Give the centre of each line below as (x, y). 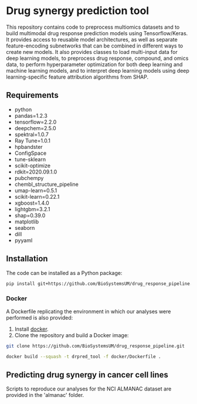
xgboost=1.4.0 (32, 203)
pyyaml (23, 240)
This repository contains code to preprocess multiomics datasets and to (93, 27)
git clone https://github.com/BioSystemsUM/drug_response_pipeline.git (95, 346)
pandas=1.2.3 (31, 116)
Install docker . (31, 329)
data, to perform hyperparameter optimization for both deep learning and (94, 64)
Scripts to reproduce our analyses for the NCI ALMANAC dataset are (89, 389)
